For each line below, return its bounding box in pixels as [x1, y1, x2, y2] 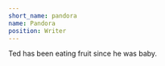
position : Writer [8, 27, 67, 35]
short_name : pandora [8, 11, 78, 20]
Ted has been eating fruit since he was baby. [8, 49, 158, 59]
